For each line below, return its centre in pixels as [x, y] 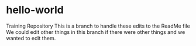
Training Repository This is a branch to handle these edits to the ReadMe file [98, 26]
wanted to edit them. [31, 38]
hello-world [35, 10]
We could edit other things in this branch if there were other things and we [96, 32]
